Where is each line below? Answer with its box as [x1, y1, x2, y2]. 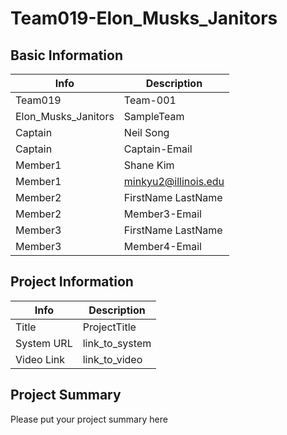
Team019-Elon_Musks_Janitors [10, 7, 278, 30]
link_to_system [82, 336, 152, 350]
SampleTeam [123, 110, 185, 123]
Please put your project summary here [10, 413, 168, 425]
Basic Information [10, 47, 124, 64]
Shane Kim [123, 158, 175, 172]
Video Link [15, 352, 66, 366]
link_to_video [82, 352, 143, 366]
